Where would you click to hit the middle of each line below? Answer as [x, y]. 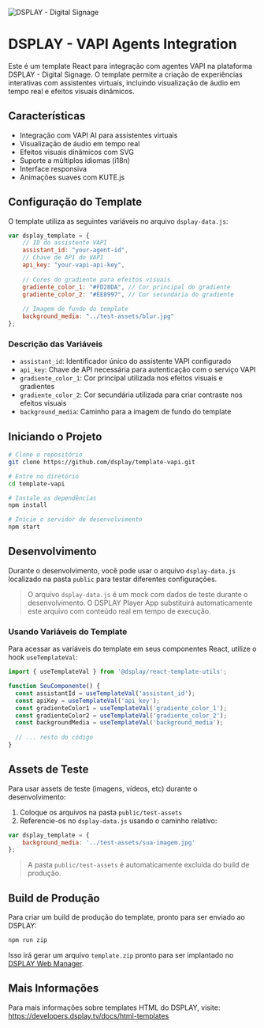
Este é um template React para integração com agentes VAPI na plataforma [130, 66]
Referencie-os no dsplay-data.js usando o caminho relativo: [118, 820]
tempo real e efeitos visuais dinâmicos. [72, 91]
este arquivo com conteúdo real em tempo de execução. [119, 611]
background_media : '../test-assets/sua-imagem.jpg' [109, 842]
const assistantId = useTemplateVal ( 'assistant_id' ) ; [105, 693]
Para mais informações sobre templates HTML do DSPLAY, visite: [114, 1007]
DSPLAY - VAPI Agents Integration [123, 44]
